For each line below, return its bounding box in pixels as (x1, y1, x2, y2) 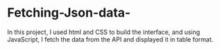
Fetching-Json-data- (7, 5, 131, 21)
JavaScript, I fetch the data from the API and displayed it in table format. (7, 35, 214, 43)
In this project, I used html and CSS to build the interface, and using (7, 28, 201, 36)
